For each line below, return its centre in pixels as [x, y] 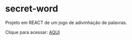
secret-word [32, 9]
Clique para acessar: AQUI [33, 32]
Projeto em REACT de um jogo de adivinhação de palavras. [66, 22]
